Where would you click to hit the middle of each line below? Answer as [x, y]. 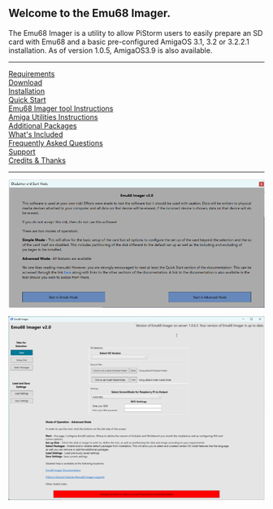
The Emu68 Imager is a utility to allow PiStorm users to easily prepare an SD [136, 33]
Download [26, 82]
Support [22, 151]
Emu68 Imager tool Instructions [61, 108]
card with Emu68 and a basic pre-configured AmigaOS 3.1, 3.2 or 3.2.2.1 [129, 42]
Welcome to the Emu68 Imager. [90, 13]
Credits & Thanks [37, 160]
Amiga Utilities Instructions [53, 116]
